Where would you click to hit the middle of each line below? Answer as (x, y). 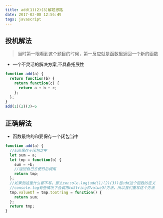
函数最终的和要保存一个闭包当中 (45, 136)
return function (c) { (37, 83)
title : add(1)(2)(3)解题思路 (34, 10)
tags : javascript (23, 19)
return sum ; (27, 197)
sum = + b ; (25, 164)
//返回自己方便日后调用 (35, 169)
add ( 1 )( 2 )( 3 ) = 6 (21, 106)
